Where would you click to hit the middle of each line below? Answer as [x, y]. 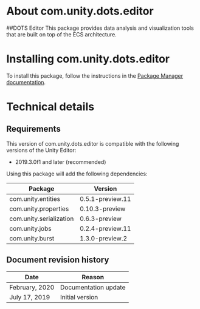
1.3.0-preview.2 [104, 238]
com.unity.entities [35, 199]
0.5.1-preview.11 [105, 199]
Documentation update [93, 287]
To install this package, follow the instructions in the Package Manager [95, 76]
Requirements [33, 129]
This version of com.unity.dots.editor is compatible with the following [93, 143]
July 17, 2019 [30, 297]
